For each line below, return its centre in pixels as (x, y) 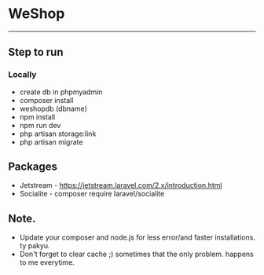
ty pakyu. (35, 246)
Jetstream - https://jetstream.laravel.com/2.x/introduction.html (121, 185)
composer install (46, 100)
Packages (33, 167)
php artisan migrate (51, 141)
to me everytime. (47, 262)
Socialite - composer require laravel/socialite (92, 194)
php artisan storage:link (58, 134)
